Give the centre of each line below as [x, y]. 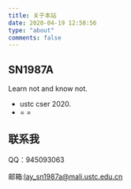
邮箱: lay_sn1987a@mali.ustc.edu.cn [65, 176]
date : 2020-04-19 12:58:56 [52, 23]
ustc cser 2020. [45, 104]
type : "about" [32, 30]
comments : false [35, 38]
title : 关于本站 [32, 15]
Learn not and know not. [48, 89]
